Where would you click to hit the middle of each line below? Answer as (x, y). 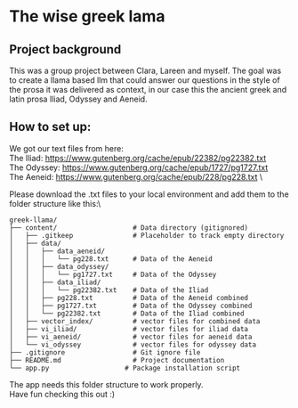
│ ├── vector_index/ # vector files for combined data (135, 321)
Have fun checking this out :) (62, 394)
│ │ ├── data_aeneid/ (57, 251)
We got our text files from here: (67, 148)
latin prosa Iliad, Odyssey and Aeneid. (79, 99)
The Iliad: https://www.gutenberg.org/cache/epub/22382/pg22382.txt (138, 158)
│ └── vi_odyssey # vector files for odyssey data (133, 345)
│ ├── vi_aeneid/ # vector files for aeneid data (131, 337)
